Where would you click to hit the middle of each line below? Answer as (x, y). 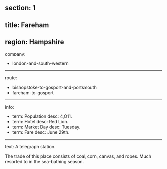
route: (11, 78)
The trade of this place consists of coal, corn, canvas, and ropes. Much (78, 156)
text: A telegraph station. (30, 146)
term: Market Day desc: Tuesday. (46, 127)
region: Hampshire (35, 42)
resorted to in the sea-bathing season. (44, 161)
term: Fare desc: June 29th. (41, 132)
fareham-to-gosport (33, 92)
